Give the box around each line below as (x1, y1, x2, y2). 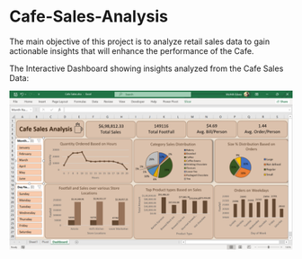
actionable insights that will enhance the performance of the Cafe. (9, 45, 254, 56)
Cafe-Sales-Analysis (9, 6, 169, 27)
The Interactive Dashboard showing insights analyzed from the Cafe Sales (9, 63, 284, 74)
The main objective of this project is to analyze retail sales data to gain (9, 36, 271, 47)
